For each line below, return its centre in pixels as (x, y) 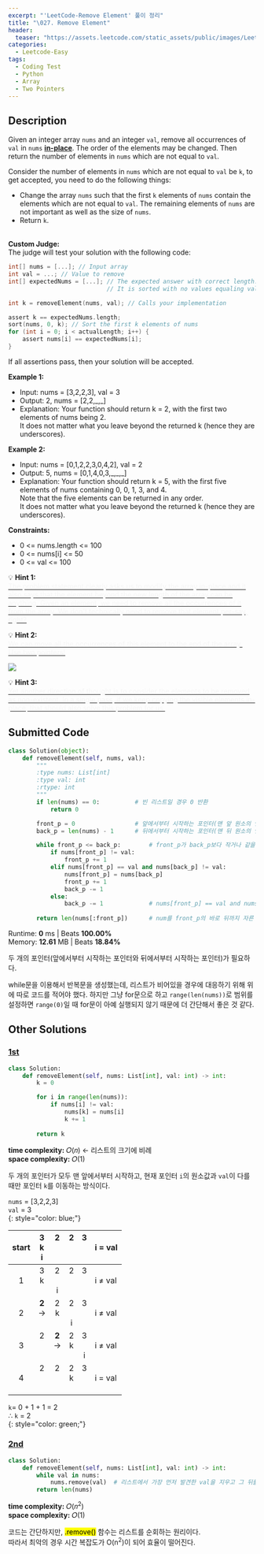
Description (37, 120)
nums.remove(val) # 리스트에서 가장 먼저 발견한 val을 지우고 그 (147, 1482)
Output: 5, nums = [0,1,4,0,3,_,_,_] (73, 473)
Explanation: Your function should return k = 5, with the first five (123, 481)
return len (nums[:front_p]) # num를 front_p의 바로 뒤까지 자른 (145, 919)
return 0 (64, 809)
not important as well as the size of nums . (85, 212)
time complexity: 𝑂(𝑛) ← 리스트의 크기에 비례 (80, 1150)
